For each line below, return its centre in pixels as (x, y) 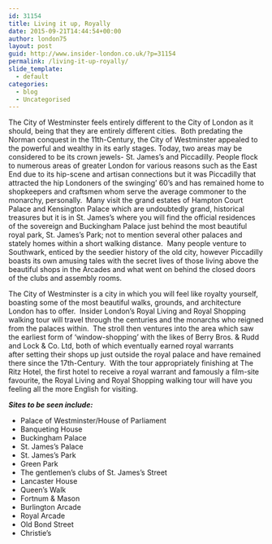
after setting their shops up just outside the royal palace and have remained (135, 354)
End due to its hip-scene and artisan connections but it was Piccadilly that (132, 174)
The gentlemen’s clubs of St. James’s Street (94, 472)
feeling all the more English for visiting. (73, 389)
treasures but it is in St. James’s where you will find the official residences (132, 217)
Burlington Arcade (50, 507)
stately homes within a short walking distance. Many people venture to (127, 243)
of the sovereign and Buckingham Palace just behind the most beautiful (128, 226)
